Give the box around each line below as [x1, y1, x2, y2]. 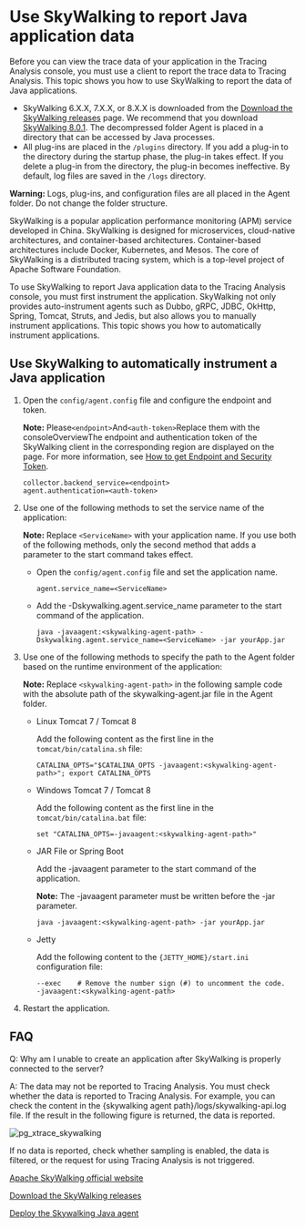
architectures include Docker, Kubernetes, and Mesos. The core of [9, 244, 259, 255]
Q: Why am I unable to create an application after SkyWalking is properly [9, 1053, 281, 1064]
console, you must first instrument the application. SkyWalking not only [9, 291, 277, 302]
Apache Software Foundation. [9, 263, 121, 274]
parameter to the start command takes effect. [22, 548, 194, 559]
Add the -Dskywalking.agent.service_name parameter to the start [36, 599, 282, 611]
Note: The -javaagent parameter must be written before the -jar [36, 890, 276, 901]
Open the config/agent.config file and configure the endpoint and [22, 394, 272, 405]
